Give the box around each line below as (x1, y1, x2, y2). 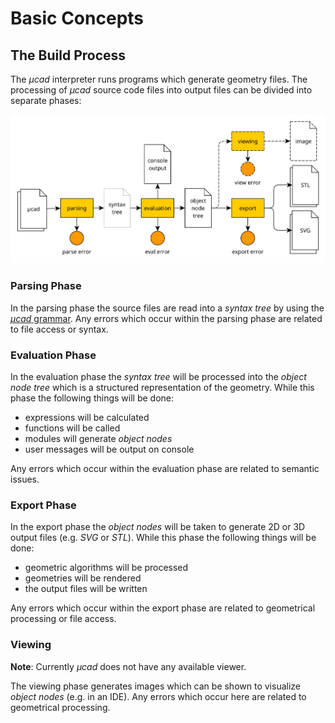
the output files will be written (24, 583, 148, 595)
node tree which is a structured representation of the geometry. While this (10, 382, 315, 394)
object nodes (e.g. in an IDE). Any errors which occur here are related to (10, 690, 307, 702)
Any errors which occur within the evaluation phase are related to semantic (10, 463, 320, 475)
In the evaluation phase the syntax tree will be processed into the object (10, 371, 307, 383)
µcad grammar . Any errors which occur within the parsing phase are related (10, 312, 323, 324)
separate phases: (10, 95, 82, 106)
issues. (10, 473, 40, 486)
